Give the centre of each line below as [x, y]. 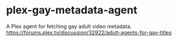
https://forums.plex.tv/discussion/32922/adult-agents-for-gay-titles [89, 32]
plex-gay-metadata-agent [72, 10]
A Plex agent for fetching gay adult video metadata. [69, 26]
